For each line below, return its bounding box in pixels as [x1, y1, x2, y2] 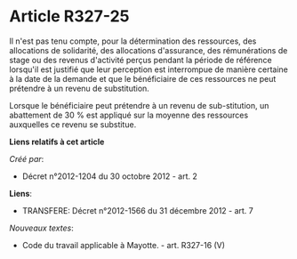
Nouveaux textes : [9, 223, 74, 233]
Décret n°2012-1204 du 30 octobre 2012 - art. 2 [21, 171, 198, 182]
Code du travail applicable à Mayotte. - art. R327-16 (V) [21, 239, 225, 250]
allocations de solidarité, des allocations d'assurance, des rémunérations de [9, 45, 288, 55]
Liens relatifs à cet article [9, 136, 105, 147]
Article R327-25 [9, 6, 131, 27]
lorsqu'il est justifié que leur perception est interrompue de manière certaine [9, 64, 289, 75]
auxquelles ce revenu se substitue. [9, 118, 137, 130]
